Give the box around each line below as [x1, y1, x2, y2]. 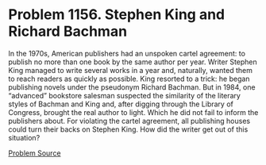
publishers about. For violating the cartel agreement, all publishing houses [8, 116, 251, 125]
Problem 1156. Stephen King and [8, 6, 226, 24]
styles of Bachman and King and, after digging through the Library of [8, 99, 234, 109]
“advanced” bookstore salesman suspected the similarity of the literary [8, 90, 241, 100]
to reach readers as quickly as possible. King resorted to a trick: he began [8, 74, 250, 83]
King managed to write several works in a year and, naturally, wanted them [8, 65, 253, 75]
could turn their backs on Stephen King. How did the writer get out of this [8, 125, 249, 134]
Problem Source [8, 148, 61, 158]
